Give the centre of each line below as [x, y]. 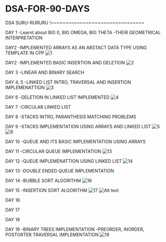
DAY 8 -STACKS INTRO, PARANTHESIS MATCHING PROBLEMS [71, 117]
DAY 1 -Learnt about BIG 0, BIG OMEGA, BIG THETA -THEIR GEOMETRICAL [83, 32]
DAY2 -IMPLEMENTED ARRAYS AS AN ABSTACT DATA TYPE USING [76, 47]
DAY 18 [13, 219]
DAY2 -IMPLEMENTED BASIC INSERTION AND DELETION [65, 62]
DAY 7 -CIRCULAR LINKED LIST [38, 107]
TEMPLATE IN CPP [25, 53]
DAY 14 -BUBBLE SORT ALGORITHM [43, 180]
